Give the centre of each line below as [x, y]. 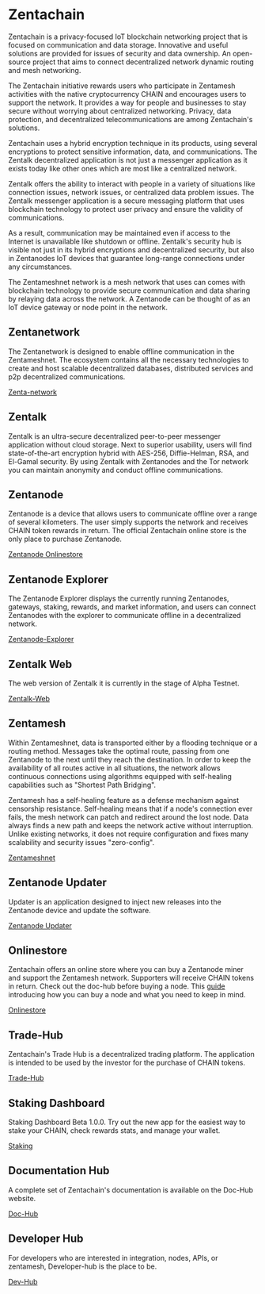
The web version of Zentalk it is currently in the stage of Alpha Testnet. [124, 683]
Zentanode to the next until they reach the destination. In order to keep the [130, 759]
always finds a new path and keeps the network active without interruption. [131, 825]
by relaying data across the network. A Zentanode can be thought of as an [129, 298]
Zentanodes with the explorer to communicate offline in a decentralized [125, 616]
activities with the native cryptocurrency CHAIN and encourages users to [127, 94]
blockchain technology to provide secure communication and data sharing [129, 290]
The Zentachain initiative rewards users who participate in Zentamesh [122, 86]
